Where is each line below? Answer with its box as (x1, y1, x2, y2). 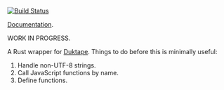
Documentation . (7, 20, 54, 28)
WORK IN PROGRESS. (7, 34, 71, 42)
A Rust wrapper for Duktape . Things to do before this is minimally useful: (7, 48, 218, 56)
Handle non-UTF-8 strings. (17, 61, 96, 70)
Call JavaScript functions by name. (17, 69, 119, 77)
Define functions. (17, 76, 68, 84)
